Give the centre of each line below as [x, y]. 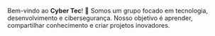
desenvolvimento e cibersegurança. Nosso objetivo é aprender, [100, 18]
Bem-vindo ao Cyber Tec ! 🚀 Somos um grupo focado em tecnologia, [107, 11]
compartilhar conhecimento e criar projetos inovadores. [89, 25]
